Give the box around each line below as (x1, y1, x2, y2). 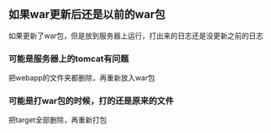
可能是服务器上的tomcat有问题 (8, 53, 129, 64)
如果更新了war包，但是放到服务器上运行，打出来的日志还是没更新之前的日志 (8, 31, 264, 41)
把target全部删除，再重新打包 (8, 115, 107, 125)
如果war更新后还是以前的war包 (8, 7, 166, 22)
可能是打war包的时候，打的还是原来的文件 (8, 96, 174, 107)
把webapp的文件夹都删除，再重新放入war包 (8, 73, 155, 83)
